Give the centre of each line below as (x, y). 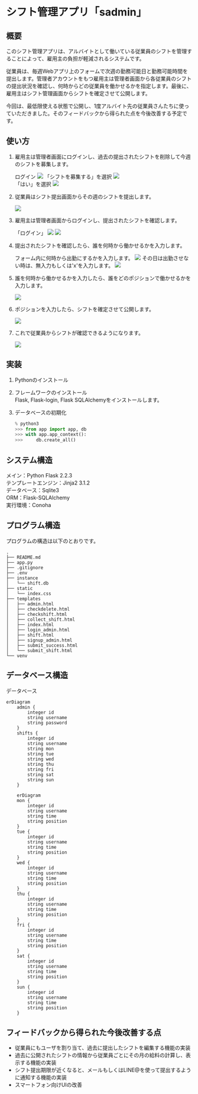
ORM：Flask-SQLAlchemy (38, 498)
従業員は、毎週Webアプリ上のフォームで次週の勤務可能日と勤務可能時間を (97, 71)
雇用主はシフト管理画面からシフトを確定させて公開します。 (78, 93)
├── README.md (24, 557)
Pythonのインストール (42, 380)
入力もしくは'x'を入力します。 (77, 265)
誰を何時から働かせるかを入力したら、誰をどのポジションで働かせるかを (103, 278)
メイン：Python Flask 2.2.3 (39, 475)
